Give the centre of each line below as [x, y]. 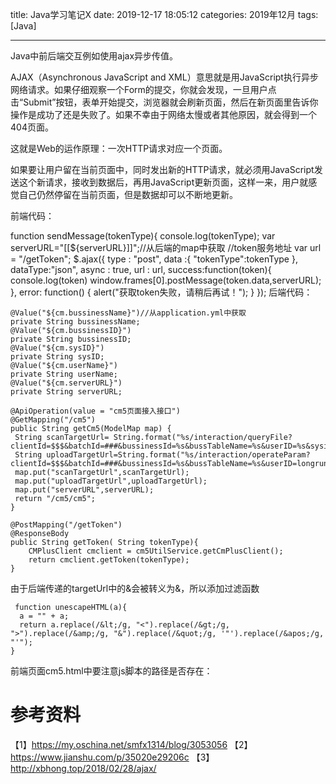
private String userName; [64, 374]
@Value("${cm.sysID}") [57, 348]
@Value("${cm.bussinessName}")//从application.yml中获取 [128, 313]
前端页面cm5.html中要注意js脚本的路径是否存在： [111, 671]
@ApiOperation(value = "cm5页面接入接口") [95, 411]
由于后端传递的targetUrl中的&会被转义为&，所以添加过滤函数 [135, 588]
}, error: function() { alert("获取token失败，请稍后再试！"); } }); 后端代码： [161, 292]
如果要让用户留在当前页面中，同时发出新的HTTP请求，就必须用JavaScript [162, 169]
